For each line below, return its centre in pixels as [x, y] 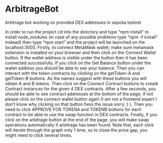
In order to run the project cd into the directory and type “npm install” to [77, 32]
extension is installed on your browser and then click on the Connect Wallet [81, 53]
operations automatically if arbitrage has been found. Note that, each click [80, 125]
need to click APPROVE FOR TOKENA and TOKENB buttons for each [73, 109]
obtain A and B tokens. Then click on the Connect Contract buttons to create [82, 83]
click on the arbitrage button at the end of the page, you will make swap [77, 120]
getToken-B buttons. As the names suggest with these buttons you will [76, 78]
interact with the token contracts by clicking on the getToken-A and [72, 73]
